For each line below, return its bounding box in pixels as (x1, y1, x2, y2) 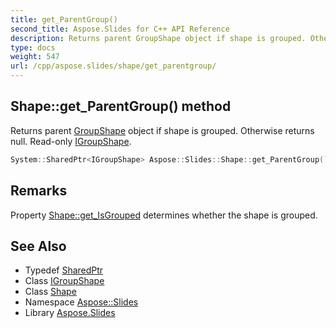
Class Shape (24, 286, 77, 298)
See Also (10, 237, 67, 255)
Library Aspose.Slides (24, 307, 116, 319)
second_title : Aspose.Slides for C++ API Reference (10, 24, 230, 34)
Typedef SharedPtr (24, 264, 104, 276)
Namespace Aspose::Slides (24, 296, 139, 308)
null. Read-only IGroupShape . (10, 135, 132, 147)
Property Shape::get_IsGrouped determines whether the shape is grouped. (10, 209, 318, 221)
